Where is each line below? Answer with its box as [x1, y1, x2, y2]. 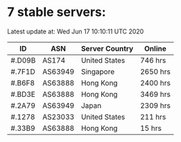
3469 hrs [139, 89, 171, 99]
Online [144, 43, 166, 53]
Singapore [80, 67, 115, 77]
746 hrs [139, 55, 166, 65]
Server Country [80, 43, 134, 53]
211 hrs [139, 112, 166, 122]
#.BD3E [10, 89, 36, 99]
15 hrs [139, 123, 162, 133]
